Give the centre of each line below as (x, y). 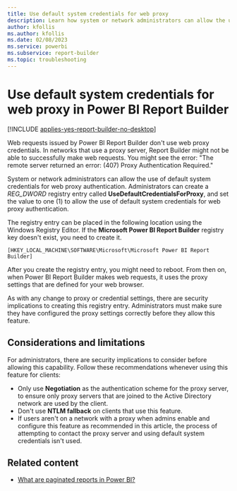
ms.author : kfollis (36, 33)
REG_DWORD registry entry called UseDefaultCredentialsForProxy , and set (118, 194)
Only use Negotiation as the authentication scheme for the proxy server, (123, 388)
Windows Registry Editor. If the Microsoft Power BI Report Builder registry (116, 230)
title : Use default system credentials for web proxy (88, 14)
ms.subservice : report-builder (53, 54)
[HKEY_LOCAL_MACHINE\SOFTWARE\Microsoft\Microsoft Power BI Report (109, 250)
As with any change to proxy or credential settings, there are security (108, 298)
